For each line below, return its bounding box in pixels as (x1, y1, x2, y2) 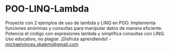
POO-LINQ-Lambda (5, 3, 89, 15)
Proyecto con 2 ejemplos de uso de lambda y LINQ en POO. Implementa (5, 20, 156, 26)
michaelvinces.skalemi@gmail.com (5, 41, 79, 47)
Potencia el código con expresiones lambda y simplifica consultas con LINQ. (5, 30, 165, 36)
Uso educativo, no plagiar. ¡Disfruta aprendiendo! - (5, 36, 112, 42)
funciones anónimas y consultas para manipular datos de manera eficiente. (5, 25, 163, 31)
